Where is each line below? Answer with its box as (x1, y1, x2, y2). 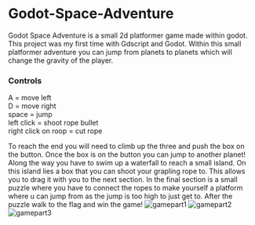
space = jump (8, 110, 53, 119)
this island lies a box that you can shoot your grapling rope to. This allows (8, 166, 246, 176)
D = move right (8, 101, 56, 111)
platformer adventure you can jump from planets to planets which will (8, 47, 233, 56)
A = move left (8, 93, 52, 103)
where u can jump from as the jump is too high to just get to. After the (8, 191, 233, 201)
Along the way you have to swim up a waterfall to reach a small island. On (8, 158, 246, 168)
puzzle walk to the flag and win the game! (8, 200, 144, 209)
